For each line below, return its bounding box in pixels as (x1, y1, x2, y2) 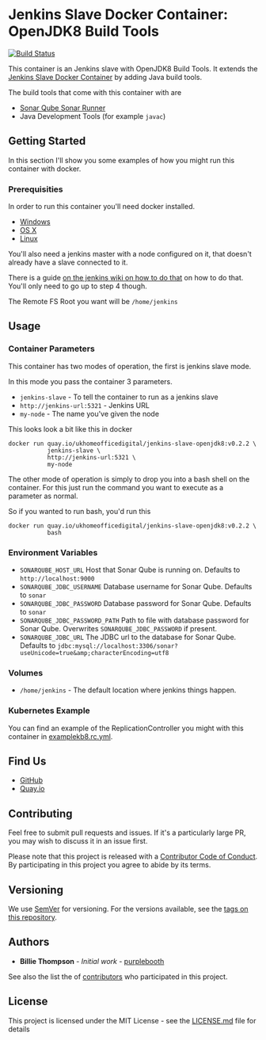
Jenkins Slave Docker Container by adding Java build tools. (8, 72, 203, 82)
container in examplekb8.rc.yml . (8, 731, 113, 741)
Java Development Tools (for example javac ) (19, 111, 166, 120)
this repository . (8, 912, 58, 922)
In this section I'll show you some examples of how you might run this (8, 155, 235, 165)
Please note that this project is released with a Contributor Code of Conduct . (8, 851, 258, 861)
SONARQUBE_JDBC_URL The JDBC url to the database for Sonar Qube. (19, 632, 237, 642)
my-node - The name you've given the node (19, 409, 160, 418)
